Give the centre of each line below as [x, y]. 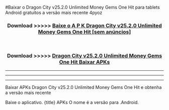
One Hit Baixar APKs [84, 62]
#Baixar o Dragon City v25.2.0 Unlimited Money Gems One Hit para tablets [82, 7]
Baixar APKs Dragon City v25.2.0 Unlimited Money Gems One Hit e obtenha [83, 87]
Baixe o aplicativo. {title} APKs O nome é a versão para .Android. [72, 102]
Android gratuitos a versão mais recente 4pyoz [54, 13]
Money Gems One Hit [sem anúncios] [84, 32]
